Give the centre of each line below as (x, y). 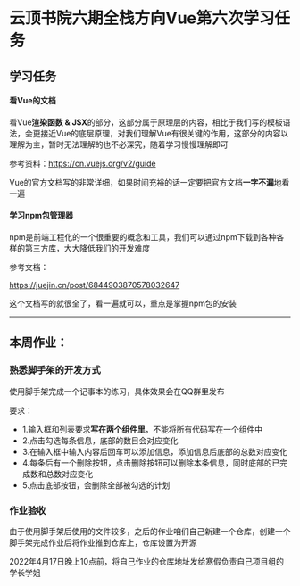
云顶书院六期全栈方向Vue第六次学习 (142, 18)
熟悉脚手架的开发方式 (55, 370)
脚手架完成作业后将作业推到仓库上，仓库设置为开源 (103, 542)
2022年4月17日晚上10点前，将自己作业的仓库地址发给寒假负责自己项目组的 (146, 561)
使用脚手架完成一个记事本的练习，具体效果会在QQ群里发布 (117, 391)
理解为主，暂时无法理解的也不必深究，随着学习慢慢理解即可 (119, 144)
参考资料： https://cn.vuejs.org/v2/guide (83, 163)
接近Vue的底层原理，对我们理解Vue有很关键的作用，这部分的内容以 (164, 133)
